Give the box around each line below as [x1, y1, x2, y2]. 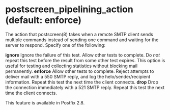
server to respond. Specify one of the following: [5, 42, 106, 48]
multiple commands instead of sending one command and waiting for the [5, 37, 159, 43]
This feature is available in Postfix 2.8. [5, 99, 85, 105]
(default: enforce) [5, 14, 82, 26]
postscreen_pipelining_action [5, 4, 133, 15]
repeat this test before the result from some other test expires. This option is [5, 57, 165, 63]
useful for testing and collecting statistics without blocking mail [5, 63, 138, 69]
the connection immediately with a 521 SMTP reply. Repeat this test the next [5, 84, 165, 90]
